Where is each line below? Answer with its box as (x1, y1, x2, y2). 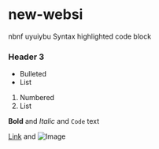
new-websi (8, 6, 83, 24)
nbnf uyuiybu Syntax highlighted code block (8, 32, 152, 41)
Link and (8, 132, 36, 141)
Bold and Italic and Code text (8, 117, 100, 126)
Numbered (19, 93, 55, 102)
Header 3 (8, 51, 45, 62)
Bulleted (19, 69, 47, 79)
